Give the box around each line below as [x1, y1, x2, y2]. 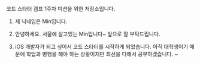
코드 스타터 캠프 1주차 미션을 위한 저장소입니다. [6, 5, 116, 12]
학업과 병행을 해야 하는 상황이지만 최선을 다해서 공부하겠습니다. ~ [26, 51, 178, 58]
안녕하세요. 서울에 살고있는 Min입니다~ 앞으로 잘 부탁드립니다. [14, 30, 160, 37]
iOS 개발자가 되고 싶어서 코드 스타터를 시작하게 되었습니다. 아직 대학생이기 [14, 43, 189, 50]
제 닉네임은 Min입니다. [14, 18, 68, 25]
